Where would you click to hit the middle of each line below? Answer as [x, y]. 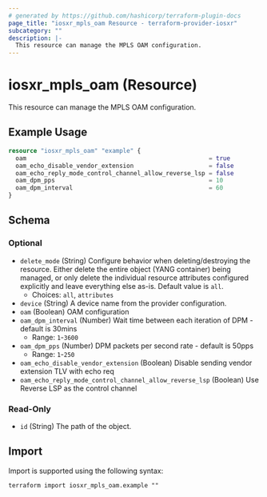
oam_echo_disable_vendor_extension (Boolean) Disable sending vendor [136, 363]
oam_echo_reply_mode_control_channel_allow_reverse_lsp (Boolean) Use [139, 379]
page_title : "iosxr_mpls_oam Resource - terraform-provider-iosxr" [123, 23]
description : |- [35, 38]
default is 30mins [48, 328]
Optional [25, 243]
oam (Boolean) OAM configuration [74, 311]
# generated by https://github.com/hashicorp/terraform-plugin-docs [125, 16]
